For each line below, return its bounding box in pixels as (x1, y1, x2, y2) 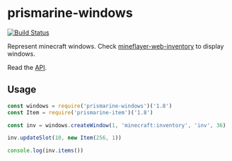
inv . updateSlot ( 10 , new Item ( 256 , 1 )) (7, 134, 122, 142)
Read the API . (7, 63, 47, 71)
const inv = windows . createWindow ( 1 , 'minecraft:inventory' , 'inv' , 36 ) (7, 121, 226, 129)
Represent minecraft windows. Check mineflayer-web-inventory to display (7, 42, 224, 50)
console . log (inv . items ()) (7, 147, 83, 155)
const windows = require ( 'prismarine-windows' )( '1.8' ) (7, 102, 173, 109)
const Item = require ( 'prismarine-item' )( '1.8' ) (7, 109, 153, 116)
